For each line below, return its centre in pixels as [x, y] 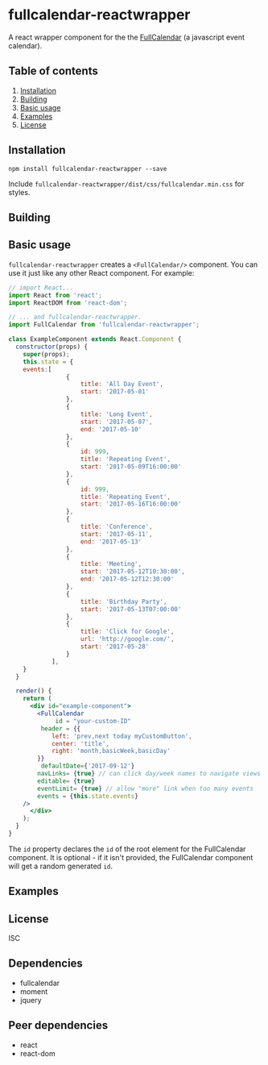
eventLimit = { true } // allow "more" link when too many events [145, 788]
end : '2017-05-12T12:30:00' [127, 579]
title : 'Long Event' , [116, 414]
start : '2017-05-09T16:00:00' [131, 467]
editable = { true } [66, 781]
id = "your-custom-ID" [93, 721]
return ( [37, 699]
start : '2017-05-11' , [116, 534]
